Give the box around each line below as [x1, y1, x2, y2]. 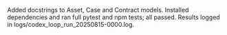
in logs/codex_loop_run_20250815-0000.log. [7, 21, 135, 28]
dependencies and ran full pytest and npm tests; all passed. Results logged [7, 13, 220, 21]
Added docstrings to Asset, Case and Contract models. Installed [7, 6, 189, 14]
